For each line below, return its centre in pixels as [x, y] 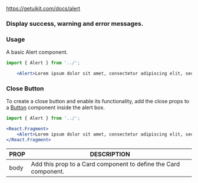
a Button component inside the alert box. [55, 107]
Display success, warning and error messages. [75, 23]
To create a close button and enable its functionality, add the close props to [98, 101]
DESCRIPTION [110, 154]
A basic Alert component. [37, 52]
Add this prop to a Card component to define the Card [105, 164]
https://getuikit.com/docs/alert [43, 9]
